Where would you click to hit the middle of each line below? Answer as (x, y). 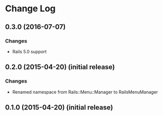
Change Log (30, 9)
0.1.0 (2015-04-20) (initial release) (59, 107)
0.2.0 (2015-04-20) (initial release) (60, 67)
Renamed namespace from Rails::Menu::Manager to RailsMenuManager (85, 92)
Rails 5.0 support (29, 51)
